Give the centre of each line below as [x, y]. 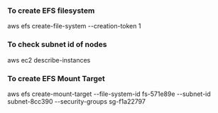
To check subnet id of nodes [58, 45]
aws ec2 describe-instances [49, 60]
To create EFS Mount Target [56, 78]
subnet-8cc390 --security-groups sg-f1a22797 [76, 101]
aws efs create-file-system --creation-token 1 [74, 26]
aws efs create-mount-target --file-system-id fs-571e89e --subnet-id [109, 94]
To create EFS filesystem [51, 11]
